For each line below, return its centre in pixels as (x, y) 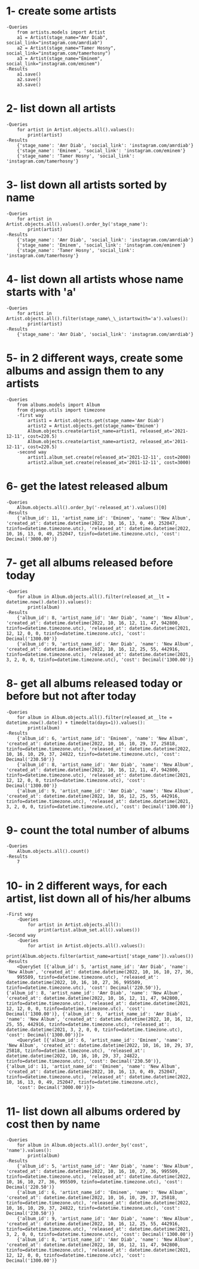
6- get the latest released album (87, 486)
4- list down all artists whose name (95, 279)
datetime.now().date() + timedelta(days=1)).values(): (76, 723)
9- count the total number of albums (98, 830)
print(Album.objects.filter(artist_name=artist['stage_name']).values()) (100, 957)
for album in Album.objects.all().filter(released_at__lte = (94, 717)
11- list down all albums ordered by (94, 1111)
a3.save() (29, 85)
